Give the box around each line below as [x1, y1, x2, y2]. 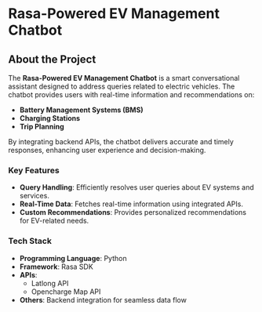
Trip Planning [19, 122, 64, 131]
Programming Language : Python [19, 253, 127, 263]
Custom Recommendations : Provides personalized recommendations [19, 208, 247, 217]
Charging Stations [19, 114, 81, 122]
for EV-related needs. [19, 216, 89, 226]
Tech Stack [8, 236, 53, 247]
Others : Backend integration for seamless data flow [19, 295, 187, 304]
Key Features [8, 165, 60, 176]
